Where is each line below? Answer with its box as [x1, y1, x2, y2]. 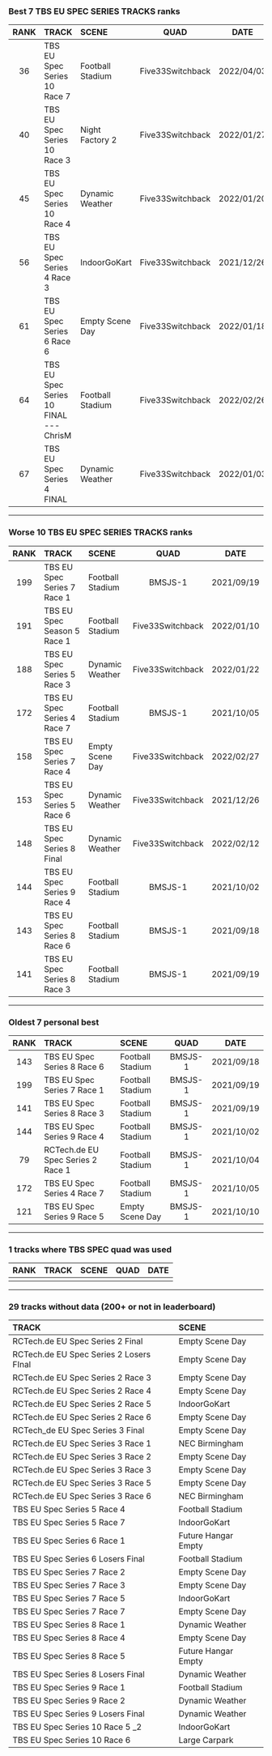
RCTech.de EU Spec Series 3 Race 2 [12, 1451, 152, 1463]
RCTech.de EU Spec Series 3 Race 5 [12, 1477, 152, 1489]
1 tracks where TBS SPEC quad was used [8, 1243, 172, 1255]
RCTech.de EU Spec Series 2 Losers [12, 1349, 151, 1360]
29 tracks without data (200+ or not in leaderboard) [8, 1302, 216, 1313]
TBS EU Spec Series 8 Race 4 [12, 1632, 125, 1643]
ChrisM [44, 430, 72, 441]
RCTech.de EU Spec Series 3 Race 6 [12, 1490, 152, 1502]
